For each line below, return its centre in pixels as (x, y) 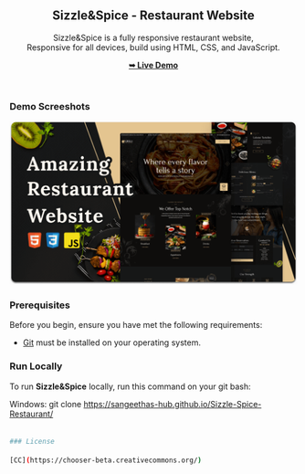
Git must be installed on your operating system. (111, 342)
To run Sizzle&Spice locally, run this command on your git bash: (130, 386)
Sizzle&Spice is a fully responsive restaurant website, (153, 37)
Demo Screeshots (50, 106)
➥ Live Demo (153, 65)
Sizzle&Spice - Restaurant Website (153, 16)
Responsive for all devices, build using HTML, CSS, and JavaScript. (153, 47)
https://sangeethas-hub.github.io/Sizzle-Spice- (173, 404)
